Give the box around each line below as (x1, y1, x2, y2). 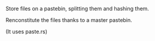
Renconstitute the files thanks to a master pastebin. (5, 17, 132, 23)
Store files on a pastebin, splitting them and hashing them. (5, 5, 149, 12)
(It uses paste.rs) (5, 28, 48, 35)
